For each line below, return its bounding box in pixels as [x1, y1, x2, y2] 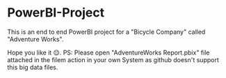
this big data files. [7, 63, 58, 71]
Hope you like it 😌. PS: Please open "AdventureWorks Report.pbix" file [7, 48, 210, 57]
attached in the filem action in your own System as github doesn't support [7, 55, 219, 64]
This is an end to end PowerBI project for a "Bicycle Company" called [7, 28, 206, 36]
